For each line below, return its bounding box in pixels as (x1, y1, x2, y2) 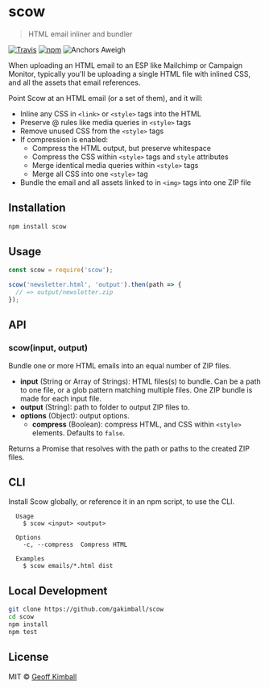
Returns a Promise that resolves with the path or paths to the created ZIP (8, 443, 250, 453)
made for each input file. (19, 393, 102, 403)
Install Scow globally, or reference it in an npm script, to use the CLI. (8, 497, 235, 506)
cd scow (8, 613, 35, 621)
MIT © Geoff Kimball (8, 671, 77, 681)
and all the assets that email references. (8, 78, 141, 87)
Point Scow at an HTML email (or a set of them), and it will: (8, 93, 203, 103)
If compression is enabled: (19, 134, 109, 144)
